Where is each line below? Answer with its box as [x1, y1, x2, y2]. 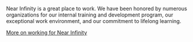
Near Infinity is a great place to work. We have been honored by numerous [6, 5, 188, 12]
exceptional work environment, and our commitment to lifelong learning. [6, 18, 182, 24]
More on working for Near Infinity [6, 29, 87, 36]
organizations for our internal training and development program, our [6, 11, 174, 18]
